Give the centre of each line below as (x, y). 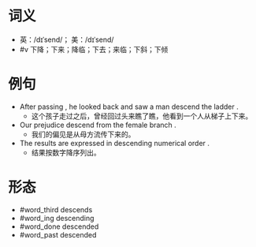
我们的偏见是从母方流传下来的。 (83, 134)
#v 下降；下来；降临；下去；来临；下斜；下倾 (94, 49)
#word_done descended (59, 226)
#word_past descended (58, 234)
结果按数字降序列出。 (66, 152)
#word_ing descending (57, 218)
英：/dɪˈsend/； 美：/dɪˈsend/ (67, 39)
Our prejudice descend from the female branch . (98, 125)
